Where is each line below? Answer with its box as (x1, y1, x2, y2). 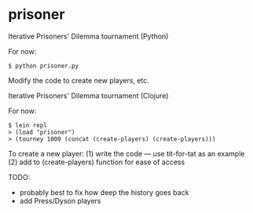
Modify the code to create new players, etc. (8, 75, 149, 85)
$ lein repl (8, 121, 47, 129)
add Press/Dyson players (19, 196, 101, 205)
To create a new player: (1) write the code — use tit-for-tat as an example (8, 149, 245, 158)
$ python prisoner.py (8, 61, 79, 70)
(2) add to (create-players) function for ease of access (8, 157, 185, 167)
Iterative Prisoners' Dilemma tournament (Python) (8, 31, 169, 41)
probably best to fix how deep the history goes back (19, 187, 189, 197)
